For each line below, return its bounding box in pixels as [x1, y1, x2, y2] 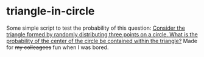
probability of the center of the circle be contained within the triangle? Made [6, 37, 198, 44]
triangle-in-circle [6, 4, 95, 18]
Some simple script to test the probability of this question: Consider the [6, 24, 186, 32]
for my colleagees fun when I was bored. [6, 44, 109, 51]
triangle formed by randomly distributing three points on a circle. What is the [6, 30, 198, 38]
